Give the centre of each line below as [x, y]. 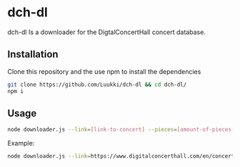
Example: [21, 144]
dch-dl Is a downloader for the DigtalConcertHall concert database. [106, 32]
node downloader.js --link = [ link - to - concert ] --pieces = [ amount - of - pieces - [121, 130]
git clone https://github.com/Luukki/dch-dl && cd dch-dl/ [97, 85]
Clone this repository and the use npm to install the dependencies [104, 71]
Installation [33, 54]
